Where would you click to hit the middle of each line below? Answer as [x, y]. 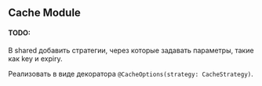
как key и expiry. [35, 59]
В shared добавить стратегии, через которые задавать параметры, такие [131, 50]
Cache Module [44, 13]
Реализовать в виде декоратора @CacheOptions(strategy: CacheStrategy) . [131, 73]
